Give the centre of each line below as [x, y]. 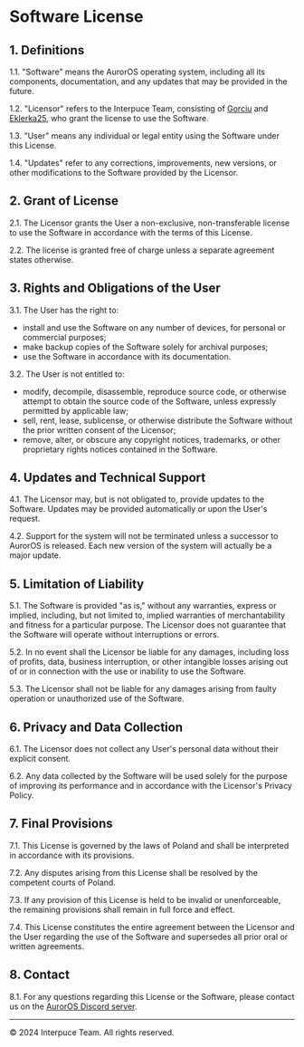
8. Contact [40, 975]
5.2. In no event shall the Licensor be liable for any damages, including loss [149, 652]
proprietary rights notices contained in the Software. [120, 449]
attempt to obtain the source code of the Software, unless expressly [149, 401]
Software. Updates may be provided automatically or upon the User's [138, 509]
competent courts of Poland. [62, 882]
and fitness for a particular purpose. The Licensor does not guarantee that [148, 625]
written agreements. [47, 946]
